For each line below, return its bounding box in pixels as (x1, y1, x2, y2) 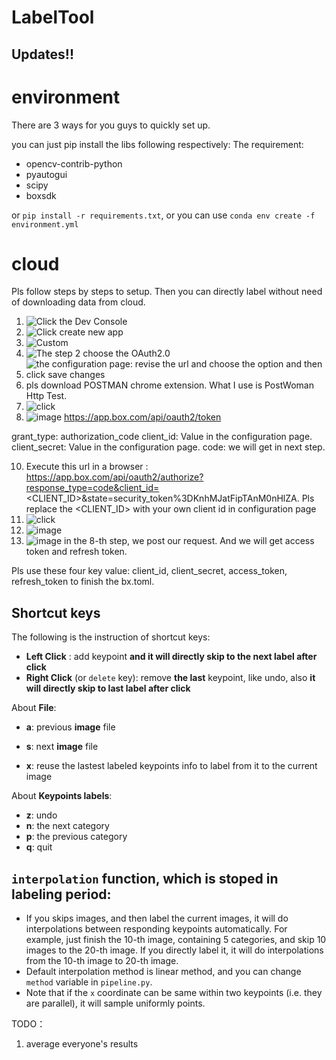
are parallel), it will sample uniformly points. (25, 997, 206, 1010)
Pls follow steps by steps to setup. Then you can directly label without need (11, 286, 323, 298)
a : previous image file (25, 721, 116, 733)
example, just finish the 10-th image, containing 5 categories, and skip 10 (25, 934, 327, 946)
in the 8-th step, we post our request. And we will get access (64, 535, 315, 547)
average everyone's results (25, 1038, 139, 1050)
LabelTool (11, 6, 95, 29)
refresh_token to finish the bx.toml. (11, 576, 155, 588)
